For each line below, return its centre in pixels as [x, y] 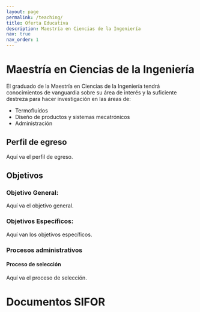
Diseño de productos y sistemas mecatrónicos [72, 117]
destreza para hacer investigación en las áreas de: [68, 99]
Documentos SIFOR [56, 302]
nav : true [19, 34]
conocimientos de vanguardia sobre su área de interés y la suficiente [92, 92]
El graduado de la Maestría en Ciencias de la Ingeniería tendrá [83, 86]
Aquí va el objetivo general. [40, 206]
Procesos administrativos [44, 250]
